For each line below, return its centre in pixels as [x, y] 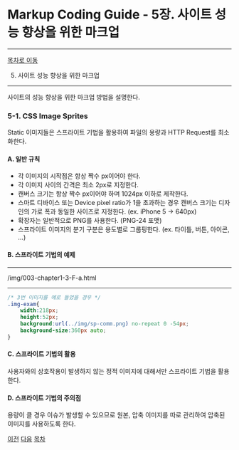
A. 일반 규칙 [24, 159]
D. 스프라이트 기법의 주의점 [44, 398]
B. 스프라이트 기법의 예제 [42, 255]
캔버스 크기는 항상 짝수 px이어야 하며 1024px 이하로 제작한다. [103, 194]
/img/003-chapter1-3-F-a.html [52, 278]
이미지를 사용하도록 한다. [42, 424]
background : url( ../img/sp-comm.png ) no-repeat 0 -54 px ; [105, 324]
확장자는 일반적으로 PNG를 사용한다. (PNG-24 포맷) [90, 221]
